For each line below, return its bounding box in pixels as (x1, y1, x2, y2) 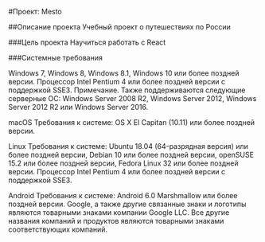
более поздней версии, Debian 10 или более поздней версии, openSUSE (8, 150, 255, 159)
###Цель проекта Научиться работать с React (8, 37, 166, 47)
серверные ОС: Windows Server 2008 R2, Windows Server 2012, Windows (8, 94, 257, 103)
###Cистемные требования (8, 53, 103, 62)
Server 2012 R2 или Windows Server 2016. (8, 103, 149, 111)
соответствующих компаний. (8, 224, 108, 234)
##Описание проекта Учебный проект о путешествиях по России (8, 22, 231, 31)
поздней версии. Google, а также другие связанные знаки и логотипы (8, 199, 247, 209)
